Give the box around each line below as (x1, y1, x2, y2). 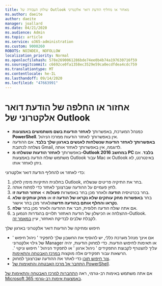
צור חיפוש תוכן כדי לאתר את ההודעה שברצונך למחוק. (12, 255, 110, 261)
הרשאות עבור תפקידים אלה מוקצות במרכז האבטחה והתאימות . (12, 250, 127, 256)
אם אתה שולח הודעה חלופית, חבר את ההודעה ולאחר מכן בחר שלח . (12, 205, 137, 211)
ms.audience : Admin (5, 30, 45, 35)
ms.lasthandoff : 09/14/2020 (5, 76, 63, 81)
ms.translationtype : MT (5, 67, 54, 72)
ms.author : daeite (5, 12, 43, 17)
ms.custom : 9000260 (5, 44, 45, 49)
